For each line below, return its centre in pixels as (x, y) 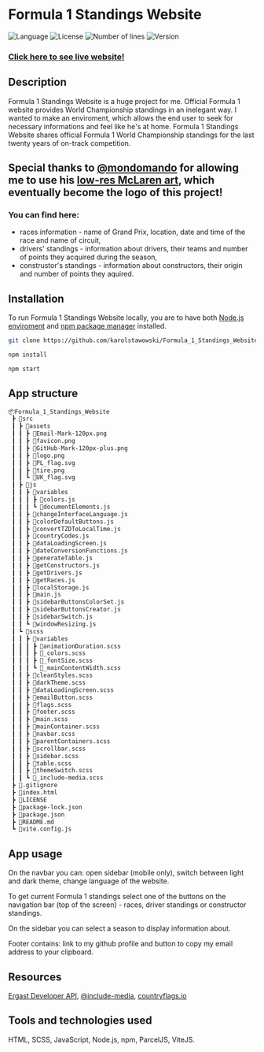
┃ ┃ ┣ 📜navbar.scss (44, 734)
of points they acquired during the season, (88, 257)
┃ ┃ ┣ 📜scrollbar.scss (49, 749)
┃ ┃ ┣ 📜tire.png (38, 470)
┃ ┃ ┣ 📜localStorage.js (50, 587)
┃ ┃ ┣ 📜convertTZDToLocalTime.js (66, 529)
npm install (27, 355)
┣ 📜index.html (35, 793)
